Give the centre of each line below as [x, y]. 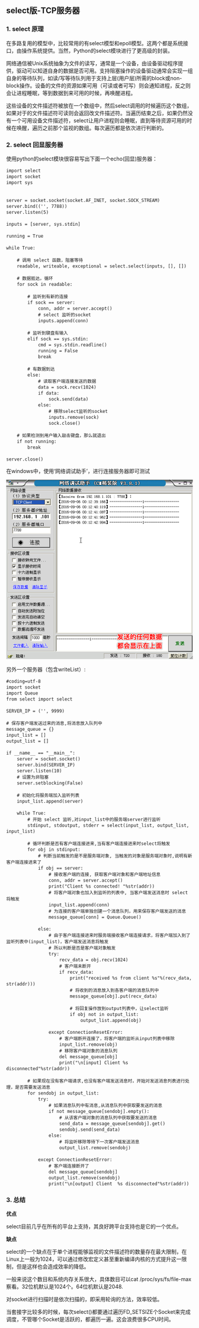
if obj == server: [60, 868]
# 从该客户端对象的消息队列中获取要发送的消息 [108, 1118]
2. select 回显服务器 [35, 144]
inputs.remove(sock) [74, 417]
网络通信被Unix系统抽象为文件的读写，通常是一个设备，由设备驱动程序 [92, 63]
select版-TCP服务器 [43, 11]
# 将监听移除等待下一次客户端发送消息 [99, 1142]
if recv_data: [76, 972]
